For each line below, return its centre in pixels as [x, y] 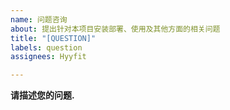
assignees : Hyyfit [48, 57]
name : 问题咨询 [39, 19]
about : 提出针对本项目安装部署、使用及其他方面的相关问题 [115, 29]
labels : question [46, 47]
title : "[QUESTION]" [53, 38]
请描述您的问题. [42, 95]
